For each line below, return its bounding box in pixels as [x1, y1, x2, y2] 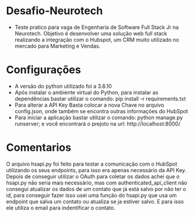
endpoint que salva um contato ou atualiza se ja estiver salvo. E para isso [6, 198, 184, 205]
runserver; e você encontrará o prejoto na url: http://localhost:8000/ [14, 120, 180, 127]
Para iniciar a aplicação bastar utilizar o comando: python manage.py [14, 114, 183, 121]
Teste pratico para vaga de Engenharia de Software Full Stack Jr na [14, 24, 179, 31]
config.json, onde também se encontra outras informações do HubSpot [14, 107, 189, 114]
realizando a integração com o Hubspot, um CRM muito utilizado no [14, 36, 179, 43]
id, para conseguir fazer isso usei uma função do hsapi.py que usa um [6, 192, 177, 199]
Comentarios [6, 141, 72, 154]
